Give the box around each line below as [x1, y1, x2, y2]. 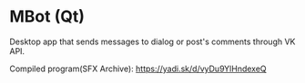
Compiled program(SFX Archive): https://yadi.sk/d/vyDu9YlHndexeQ [9, 63, 267, 74]
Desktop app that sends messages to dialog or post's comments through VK [9, 36, 296, 47]
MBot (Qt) [9, 6, 85, 27]
